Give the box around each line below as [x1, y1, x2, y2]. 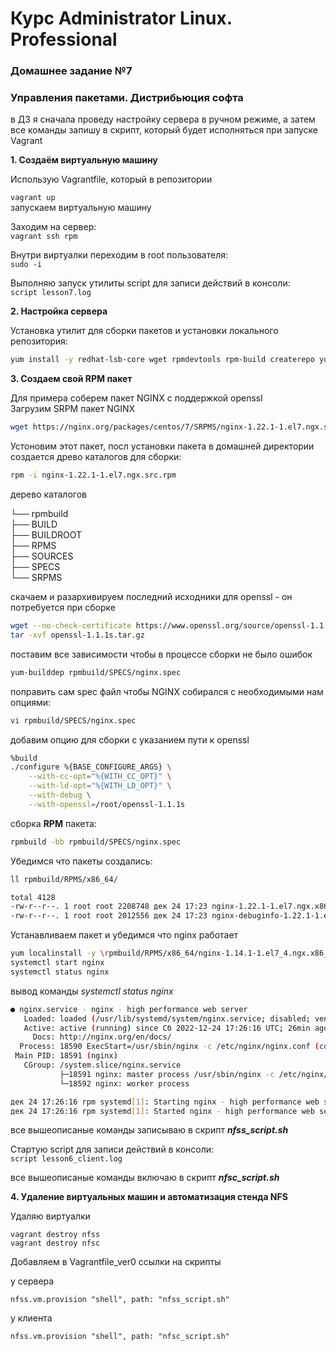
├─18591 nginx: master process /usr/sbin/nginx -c [59, 1069, 275, 1079]
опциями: [10, 696, 52, 708]
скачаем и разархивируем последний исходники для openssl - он [10, 591, 293, 603]
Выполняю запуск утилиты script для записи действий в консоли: [10, 277, 291, 289]
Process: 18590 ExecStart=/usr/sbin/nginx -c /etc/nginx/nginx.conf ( [19, 1042, 320, 1052]
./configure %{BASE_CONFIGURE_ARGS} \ [10, 762, 172, 772]
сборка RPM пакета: [10, 817, 97, 829]
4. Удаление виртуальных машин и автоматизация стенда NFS [10, 1191, 288, 1203]
